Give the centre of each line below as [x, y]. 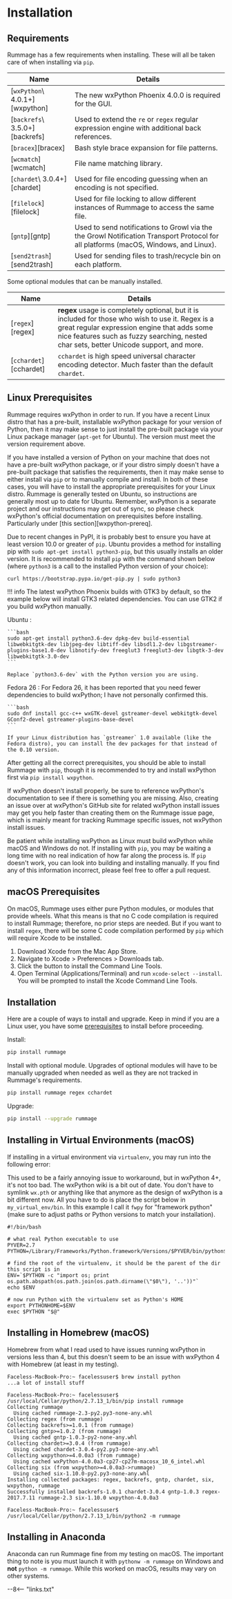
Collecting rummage [35, 1407]
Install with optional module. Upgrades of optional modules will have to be [112, 1066]
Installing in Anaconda [56, 1537]
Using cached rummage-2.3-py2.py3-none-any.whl [83, 1413]
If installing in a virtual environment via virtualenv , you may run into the [109, 1157]
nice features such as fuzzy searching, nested [133, 336]
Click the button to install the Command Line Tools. [89, 966]
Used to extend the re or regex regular [137, 119]
